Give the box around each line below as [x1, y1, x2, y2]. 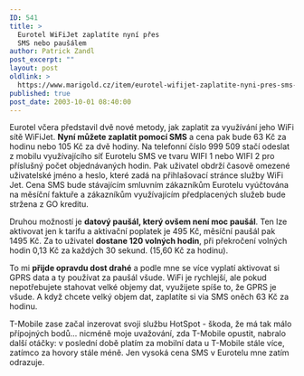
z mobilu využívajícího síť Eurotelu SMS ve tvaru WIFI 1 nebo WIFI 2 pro [9, 151, 275, 162]
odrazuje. [9, 357, 45, 368]
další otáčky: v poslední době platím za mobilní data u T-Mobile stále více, [9, 338, 285, 349]
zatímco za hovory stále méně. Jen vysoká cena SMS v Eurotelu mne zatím [9, 347, 290, 358]
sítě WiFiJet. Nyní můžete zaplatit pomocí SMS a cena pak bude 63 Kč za [9, 132, 287, 143]
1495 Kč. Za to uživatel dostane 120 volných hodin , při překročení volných [9, 236, 288, 247]
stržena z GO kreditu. [9, 199, 89, 210]
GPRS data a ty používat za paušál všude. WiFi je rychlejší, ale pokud [9, 272, 267, 283]
